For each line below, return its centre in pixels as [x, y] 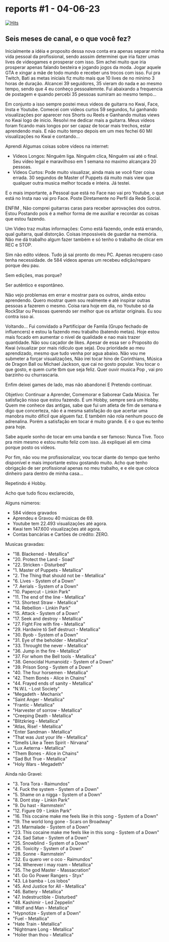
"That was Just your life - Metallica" [50, 737]
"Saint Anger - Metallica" [38, 699]
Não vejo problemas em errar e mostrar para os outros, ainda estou [75, 295]
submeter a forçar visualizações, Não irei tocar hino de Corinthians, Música [84, 359]
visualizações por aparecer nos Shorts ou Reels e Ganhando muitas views [82, 115]
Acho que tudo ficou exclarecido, [40, 493]
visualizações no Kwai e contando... [43, 136]
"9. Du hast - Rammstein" [39, 805]
